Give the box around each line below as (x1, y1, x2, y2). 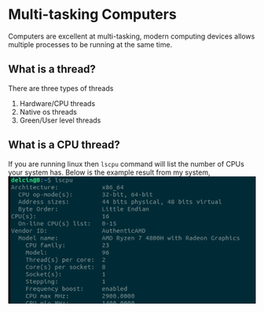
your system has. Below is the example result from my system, (8, 167, 211, 177)
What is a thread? (8, 63, 97, 76)
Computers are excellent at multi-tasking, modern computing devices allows (8, 31, 255, 41)
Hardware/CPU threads (19, 98, 96, 108)
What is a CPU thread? (8, 138, 120, 152)
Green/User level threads (19, 116, 101, 125)
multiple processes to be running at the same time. (8, 39, 173, 49)
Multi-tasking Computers (8, 6, 177, 24)
